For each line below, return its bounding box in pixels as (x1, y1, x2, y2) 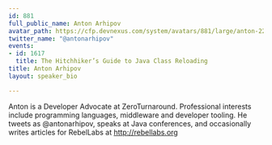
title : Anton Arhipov (8, 65, 82, 73)
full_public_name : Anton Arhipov (8, 19, 121, 28)
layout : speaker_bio (8, 72, 79, 80)
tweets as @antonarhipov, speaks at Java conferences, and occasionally (8, 118, 252, 128)
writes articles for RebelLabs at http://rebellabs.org (8, 127, 178, 137)
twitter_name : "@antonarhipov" (8, 34, 114, 43)
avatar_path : (8, 27, 53, 35)
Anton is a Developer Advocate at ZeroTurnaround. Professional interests (8, 101, 252, 111)
